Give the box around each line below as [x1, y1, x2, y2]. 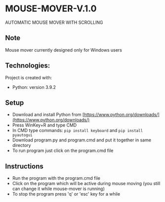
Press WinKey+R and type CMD [12, 122, 77, 128]
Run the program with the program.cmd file [12, 175, 100, 181]
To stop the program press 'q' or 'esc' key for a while [12, 191, 120, 197]
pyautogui [12, 133, 33, 138]
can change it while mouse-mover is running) [12, 186, 105, 192]
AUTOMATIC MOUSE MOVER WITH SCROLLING [5, 19, 103, 25]
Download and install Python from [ [12, 112, 84, 118]
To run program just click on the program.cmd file [12, 147, 114, 154]
